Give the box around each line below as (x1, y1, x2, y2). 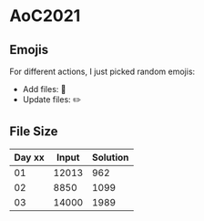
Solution (91, 151, 129, 163)
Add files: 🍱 (22, 84, 66, 94)
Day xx (14, 151, 46, 163)
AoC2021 (9, 5, 81, 26)
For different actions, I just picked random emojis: (9, 66, 196, 77)
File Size (9, 124, 58, 140)
